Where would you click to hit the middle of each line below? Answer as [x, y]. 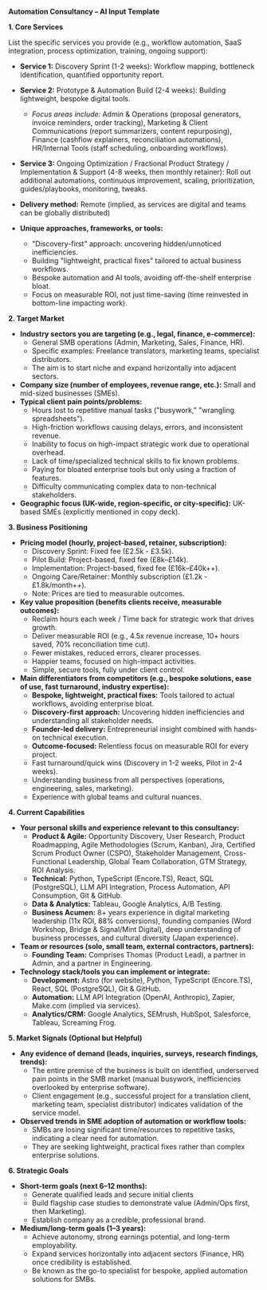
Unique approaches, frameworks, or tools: [91, 228]
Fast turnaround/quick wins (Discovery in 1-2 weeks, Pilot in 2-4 [137, 763]
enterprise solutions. [65, 1155]
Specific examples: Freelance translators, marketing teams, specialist [145, 351]
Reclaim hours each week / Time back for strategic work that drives [143, 619]
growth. [44, 627]
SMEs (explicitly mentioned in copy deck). [112, 512]
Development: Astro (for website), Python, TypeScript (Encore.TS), [142, 980]
